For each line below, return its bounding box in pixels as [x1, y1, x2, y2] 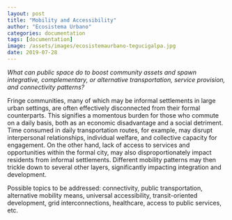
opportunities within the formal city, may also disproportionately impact [7, 148, 212, 157]
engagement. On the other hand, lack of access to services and [7, 141, 190, 149]
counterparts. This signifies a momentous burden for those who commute [7, 111, 219, 119]
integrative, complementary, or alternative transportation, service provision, [7, 75, 226, 84]
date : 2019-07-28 [7, 49, 58, 56]
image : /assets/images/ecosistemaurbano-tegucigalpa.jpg [7, 42, 176, 49]
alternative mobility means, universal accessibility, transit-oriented [7, 191, 198, 199]
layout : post [7, 10, 45, 17]
